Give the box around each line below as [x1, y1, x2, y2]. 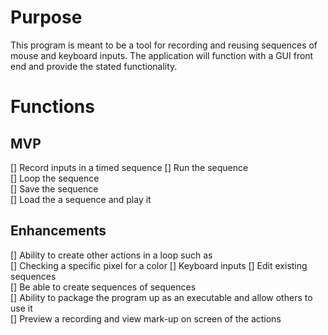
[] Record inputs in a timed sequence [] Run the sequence [10, 161, 249, 173]
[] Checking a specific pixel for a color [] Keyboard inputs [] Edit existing [10, 259, 308, 271]
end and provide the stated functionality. [10, 60, 178, 72]
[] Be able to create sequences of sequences [10, 281, 197, 293]
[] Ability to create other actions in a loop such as [10, 249, 213, 261]
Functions [10, 96, 95, 118]
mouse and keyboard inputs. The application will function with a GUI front [10, 49, 314, 61]
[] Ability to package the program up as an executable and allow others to [10, 291, 313, 303]
